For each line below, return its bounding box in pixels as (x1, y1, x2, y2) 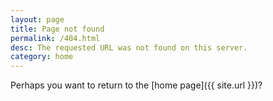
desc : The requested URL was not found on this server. (10, 42, 248, 53)
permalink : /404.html (10, 33, 101, 43)
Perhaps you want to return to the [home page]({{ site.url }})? (10, 79, 263, 91)
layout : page (10, 14, 65, 25)
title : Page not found (10, 24, 105, 34)
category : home (10, 52, 74, 62)
